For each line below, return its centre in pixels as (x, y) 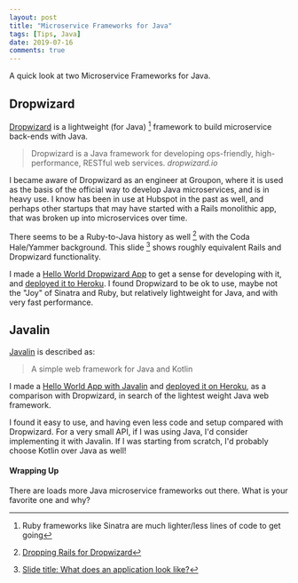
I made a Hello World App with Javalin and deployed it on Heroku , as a (137, 386)
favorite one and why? (50, 499)
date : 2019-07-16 (41, 42)
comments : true (37, 51)
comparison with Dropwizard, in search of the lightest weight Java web (139, 395)
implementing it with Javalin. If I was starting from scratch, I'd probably (139, 441)
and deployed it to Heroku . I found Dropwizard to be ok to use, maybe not (143, 283)
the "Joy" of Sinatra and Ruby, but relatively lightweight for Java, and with (144, 292)
